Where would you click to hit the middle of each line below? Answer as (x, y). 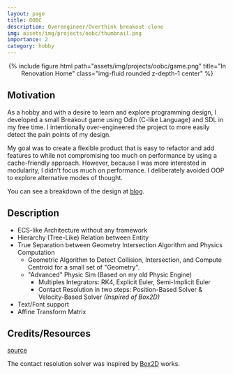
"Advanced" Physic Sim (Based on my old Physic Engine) (110, 274)
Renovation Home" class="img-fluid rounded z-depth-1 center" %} (117, 73)
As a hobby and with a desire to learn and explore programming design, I (112, 112)
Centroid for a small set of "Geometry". (84, 267)
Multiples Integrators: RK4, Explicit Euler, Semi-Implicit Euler (125, 282)
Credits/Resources (49, 333)
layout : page (26, 14)
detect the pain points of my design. (59, 134)
